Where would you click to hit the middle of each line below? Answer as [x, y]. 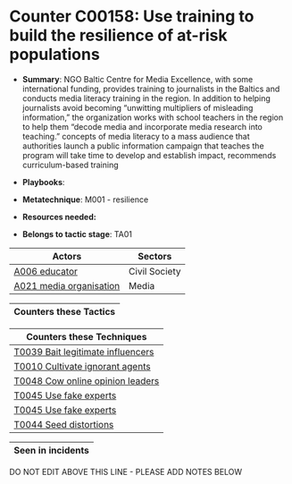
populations [54, 55]
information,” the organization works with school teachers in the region [153, 117]
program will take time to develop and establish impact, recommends [149, 155]
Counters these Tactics [65, 311]
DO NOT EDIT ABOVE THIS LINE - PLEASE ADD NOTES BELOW [126, 471]
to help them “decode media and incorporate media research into [142, 126]
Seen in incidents [51, 450]
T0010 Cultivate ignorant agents [82, 366]
